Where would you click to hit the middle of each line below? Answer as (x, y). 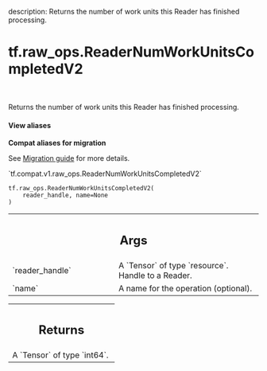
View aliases (30, 125)
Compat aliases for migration (57, 143)
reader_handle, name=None (66, 195)
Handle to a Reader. (155, 275)
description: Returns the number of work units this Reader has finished (124, 12)
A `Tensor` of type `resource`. (174, 265)
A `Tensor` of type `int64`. (60, 355)
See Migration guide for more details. (69, 158)
